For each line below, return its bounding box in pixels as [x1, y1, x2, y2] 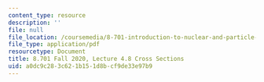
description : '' [8, 19, 61, 27]
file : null [8, 26, 44, 34]
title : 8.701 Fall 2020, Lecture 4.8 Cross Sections [8, 55, 185, 63]
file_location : [8, 33, 58, 41]
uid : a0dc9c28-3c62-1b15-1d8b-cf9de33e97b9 [8, 62, 153, 70]
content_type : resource [8, 11, 86, 20]
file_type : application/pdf [8, 41, 101, 48]
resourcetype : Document [8, 48, 86, 55]
